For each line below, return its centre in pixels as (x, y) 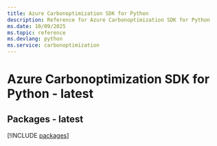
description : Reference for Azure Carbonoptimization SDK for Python (109, 20)
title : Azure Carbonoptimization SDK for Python (78, 13)
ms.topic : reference (37, 33)
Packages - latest (45, 119)
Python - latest (50, 94)
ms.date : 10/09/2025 (37, 26)
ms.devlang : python (35, 39)
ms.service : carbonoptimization (53, 45)
